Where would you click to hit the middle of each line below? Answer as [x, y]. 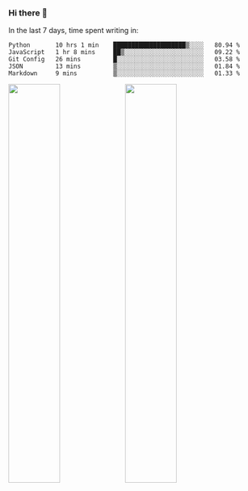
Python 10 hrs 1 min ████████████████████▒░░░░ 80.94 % [124, 45]
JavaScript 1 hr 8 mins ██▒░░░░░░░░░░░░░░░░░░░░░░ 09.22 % [124, 52]
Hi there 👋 [28, 13]
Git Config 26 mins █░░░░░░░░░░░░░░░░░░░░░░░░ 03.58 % [124, 60]
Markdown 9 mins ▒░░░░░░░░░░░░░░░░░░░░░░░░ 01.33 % [124, 73]
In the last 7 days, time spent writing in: [74, 31]
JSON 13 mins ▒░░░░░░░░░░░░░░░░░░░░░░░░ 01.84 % [124, 67]
